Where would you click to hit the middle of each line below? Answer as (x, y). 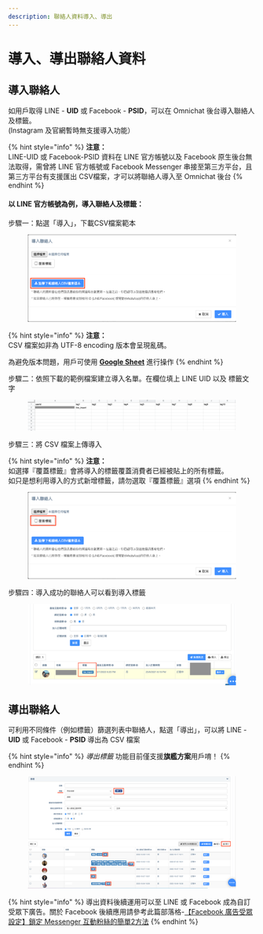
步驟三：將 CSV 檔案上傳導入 (55, 444)
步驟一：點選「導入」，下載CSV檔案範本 (72, 223)
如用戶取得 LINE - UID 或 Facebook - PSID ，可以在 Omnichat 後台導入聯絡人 (131, 111)
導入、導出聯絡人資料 (77, 58)
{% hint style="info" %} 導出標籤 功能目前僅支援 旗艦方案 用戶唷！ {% (119, 757)
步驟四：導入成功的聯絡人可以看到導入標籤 (77, 593)
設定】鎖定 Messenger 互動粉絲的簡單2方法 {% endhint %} (103, 921)
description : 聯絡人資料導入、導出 (60, 16)
